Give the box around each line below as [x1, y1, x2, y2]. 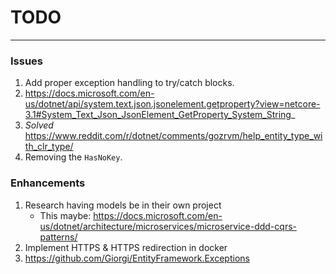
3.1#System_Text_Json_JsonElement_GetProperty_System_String [24, 109, 292, 121]
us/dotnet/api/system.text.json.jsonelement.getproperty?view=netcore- [24, 98, 321, 110]
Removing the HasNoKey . [24, 151, 123, 163]
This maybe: [39, 209, 92, 221]
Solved [24, 119, 54, 131]
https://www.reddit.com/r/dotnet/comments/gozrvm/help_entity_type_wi [24, 130, 323, 142]
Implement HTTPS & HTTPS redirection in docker [24, 241, 228, 253]
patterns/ [39, 231, 78, 243]
